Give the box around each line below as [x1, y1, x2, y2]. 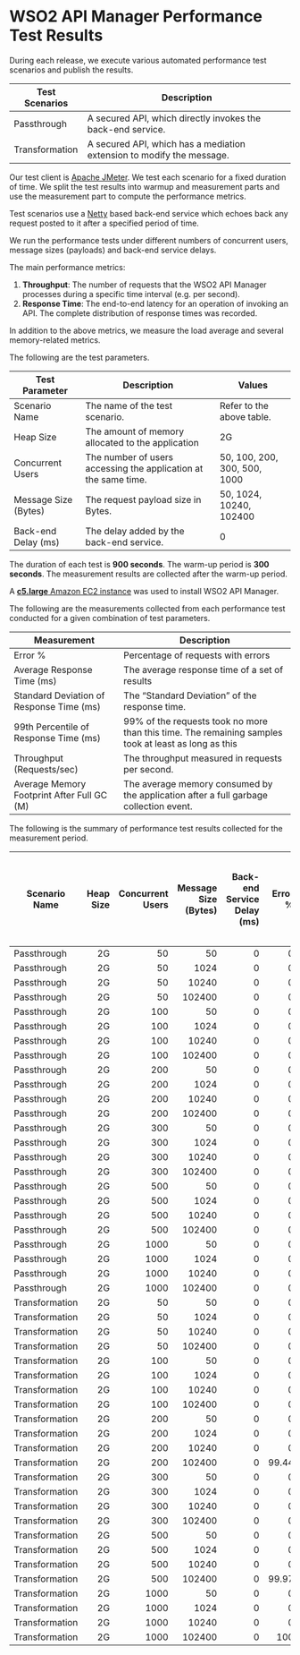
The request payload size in [85, 493, 202, 506]
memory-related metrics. [9, 334, 101, 346]
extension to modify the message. [87, 149, 229, 161]
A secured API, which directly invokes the [87, 112, 262, 124]
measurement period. [9, 832, 89, 843]
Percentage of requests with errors [123, 649, 271, 661]
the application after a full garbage [123, 789, 268, 801]
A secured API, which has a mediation [87, 137, 246, 149]
